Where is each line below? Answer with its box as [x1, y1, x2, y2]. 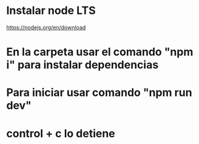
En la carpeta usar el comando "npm [6, 45, 194, 59]
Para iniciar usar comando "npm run [6, 86, 192, 100]
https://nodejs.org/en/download [6, 24, 86, 31]
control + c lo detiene [6, 126, 115, 140]
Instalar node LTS [6, 4, 96, 18]
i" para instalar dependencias [6, 58, 159, 72]
